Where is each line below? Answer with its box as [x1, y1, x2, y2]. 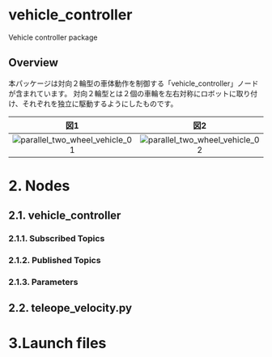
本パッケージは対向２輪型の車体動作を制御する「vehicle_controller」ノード [8, 79, 259, 88]
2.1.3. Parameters [8, 277, 79, 288]
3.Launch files [8, 334, 107, 352]
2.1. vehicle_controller [8, 209, 121, 223]
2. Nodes [8, 176, 70, 195]
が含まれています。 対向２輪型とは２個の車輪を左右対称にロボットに [8, 88, 237, 98]
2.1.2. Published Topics [8, 255, 101, 266]
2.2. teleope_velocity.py [8, 301, 132, 315]
